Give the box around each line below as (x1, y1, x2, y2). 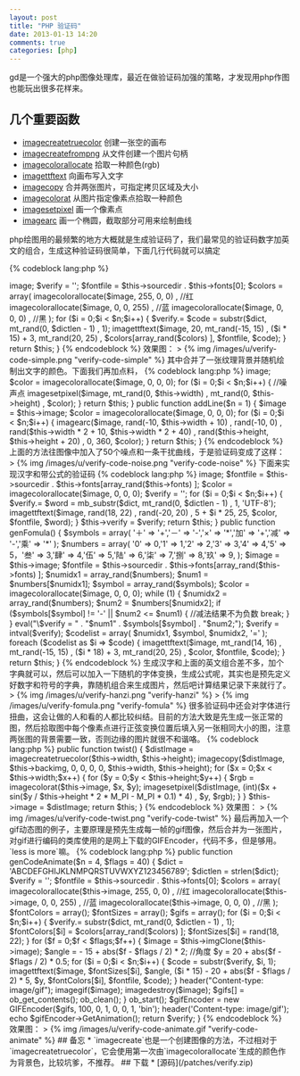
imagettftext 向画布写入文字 (21, 170, 124, 181)
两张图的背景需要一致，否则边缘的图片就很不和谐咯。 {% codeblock (9, 733, 259, 744)
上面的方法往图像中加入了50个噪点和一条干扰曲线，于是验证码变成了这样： (9, 446, 286, 457)
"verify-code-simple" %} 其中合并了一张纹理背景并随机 (74, 354, 277, 365)
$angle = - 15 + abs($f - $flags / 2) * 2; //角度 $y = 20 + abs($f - (44, 946, 282, 956)
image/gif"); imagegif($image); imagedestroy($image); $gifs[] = (9, 984, 246, 995)
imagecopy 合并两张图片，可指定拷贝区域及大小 (21, 181, 199, 192)
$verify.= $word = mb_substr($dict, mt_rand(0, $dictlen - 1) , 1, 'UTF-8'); (9, 497, 277, 509)
